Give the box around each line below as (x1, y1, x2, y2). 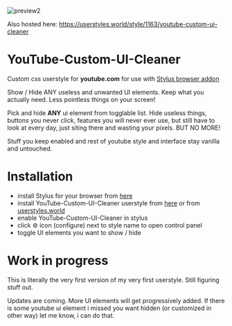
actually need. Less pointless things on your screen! (7, 95, 156, 103)
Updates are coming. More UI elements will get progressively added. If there (7, 296, 225, 304)
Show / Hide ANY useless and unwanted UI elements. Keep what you (7, 87, 204, 96)
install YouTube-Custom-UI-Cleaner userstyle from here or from (17, 198, 201, 207)
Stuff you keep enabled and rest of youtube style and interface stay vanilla (7, 137, 220, 145)
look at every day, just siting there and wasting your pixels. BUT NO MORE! (7, 123, 221, 132)
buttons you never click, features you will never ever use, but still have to (7, 116, 215, 124)
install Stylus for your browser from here (17, 191, 133, 200)
